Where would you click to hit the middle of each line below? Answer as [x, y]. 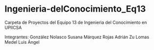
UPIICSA [13, 27]
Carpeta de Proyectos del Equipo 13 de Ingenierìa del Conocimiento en [76, 22]
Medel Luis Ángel [22, 42]
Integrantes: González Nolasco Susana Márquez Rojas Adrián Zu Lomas [77, 37]
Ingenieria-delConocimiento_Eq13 [75, 9]
